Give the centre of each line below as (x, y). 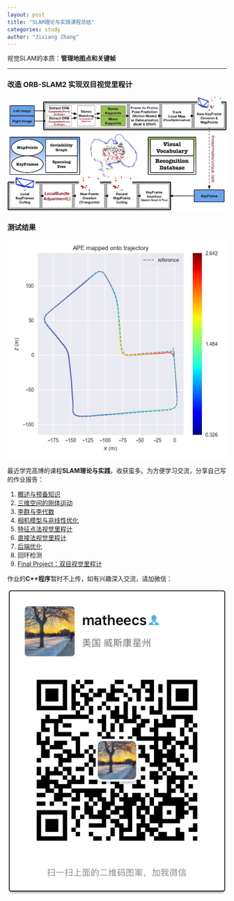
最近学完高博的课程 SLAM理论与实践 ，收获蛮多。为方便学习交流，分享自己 (114, 471)
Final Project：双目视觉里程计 (60, 564)
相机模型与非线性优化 (48, 521)
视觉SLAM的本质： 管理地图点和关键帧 (62, 59)
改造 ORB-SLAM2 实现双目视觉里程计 (70, 85)
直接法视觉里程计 (42, 538)
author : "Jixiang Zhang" (43, 37)
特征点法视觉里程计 (45, 529)
